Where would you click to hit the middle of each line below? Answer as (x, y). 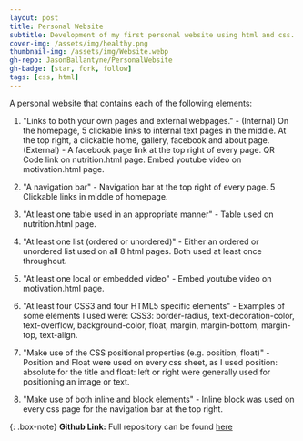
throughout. (45, 261)
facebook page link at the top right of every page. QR (175, 149)
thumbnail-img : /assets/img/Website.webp (89, 52)
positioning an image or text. (76, 381)
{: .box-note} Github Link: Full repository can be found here (121, 426)
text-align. (59, 334)
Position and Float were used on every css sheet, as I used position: (150, 362)
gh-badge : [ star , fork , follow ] (71, 69)
